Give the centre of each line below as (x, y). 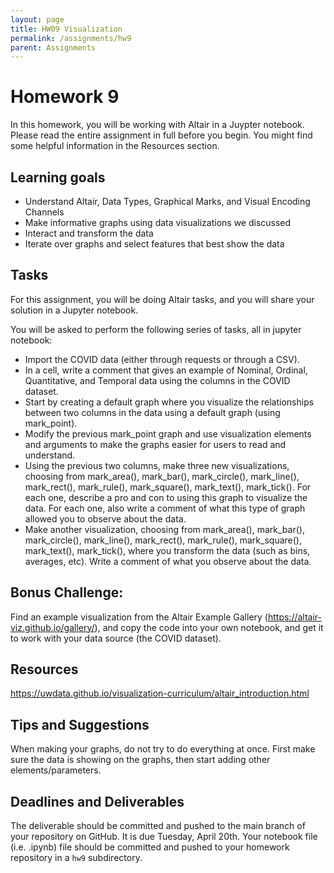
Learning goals (58, 177)
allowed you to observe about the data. (105, 518)
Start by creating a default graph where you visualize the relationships (169, 402)
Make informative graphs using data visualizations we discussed (158, 222)
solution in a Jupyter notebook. (74, 310)
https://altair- (295, 617)
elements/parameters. (56, 770)
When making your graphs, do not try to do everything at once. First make (163, 749)
